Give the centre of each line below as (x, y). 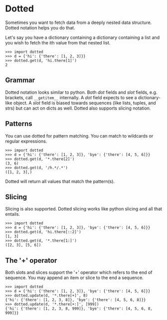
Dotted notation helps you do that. (40, 27)
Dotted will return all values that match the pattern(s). (60, 181)
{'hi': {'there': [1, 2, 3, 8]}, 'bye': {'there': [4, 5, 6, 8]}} (76, 300)
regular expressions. (26, 141)
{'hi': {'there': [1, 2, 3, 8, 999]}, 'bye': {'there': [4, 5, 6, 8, (79, 309)
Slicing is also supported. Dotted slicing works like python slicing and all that (84, 209)
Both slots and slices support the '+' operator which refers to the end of (79, 273)
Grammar (20, 80)
